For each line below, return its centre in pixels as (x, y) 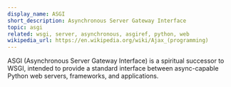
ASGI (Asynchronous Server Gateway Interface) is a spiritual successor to (116, 61)
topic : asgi (25, 27)
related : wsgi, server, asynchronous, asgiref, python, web (99, 34)
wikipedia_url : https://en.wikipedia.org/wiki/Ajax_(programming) (108, 41)
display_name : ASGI (36, 14)
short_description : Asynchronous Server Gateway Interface (97, 21)
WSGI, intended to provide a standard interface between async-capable (113, 68)
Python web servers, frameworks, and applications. (83, 76)
